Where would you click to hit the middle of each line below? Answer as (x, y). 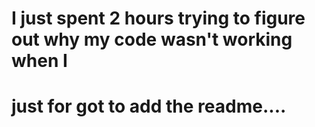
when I (39, 61)
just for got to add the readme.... (149, 106)
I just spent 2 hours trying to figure (158, 18)
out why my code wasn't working (152, 39)
